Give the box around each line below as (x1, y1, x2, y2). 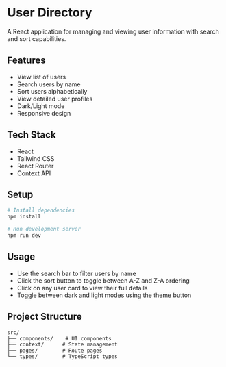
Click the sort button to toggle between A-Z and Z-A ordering (16, 276, 190, 285)
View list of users (16, 73, 66, 81)
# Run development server (7, 226, 81, 233)
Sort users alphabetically (16, 87, 88, 95)
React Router (16, 162, 54, 170)
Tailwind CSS (16, 154, 55, 162)
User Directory (7, 5, 92, 21)
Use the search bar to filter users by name (16, 269, 137, 277)
